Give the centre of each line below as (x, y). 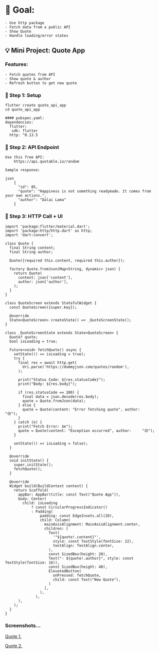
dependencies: (19, 122)
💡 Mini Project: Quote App (45, 51)
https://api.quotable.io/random (46, 162)
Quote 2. (14, 646)
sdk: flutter (25, 131)
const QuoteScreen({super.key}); (43, 307)
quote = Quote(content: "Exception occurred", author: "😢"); (86, 431)
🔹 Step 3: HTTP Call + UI (34, 216)
